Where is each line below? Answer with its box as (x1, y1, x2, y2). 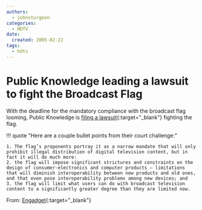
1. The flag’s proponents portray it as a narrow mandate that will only (6, 143, 197, 149)
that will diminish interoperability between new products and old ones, (6, 170, 197, 176)
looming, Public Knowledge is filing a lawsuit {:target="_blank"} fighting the (6, 113, 192, 121)
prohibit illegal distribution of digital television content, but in (6, 149, 188, 155)
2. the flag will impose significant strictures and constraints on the (6, 159, 194, 165)
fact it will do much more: (6, 154, 77, 160)
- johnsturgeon (11, 15, 50, 21)
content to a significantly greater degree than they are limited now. (6, 186, 191, 192)
